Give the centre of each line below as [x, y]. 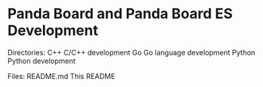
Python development [42, 61]
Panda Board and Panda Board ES [120, 14]
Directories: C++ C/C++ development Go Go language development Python [131, 52]
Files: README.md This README [61, 76]
